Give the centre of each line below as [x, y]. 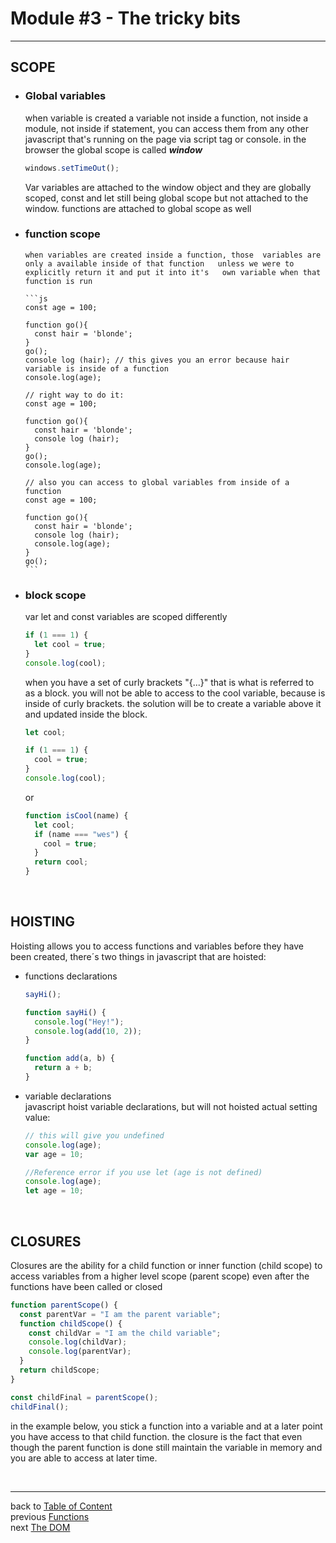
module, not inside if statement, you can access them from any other [166, 128]
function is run [58, 281]
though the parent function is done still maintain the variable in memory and [166, 1447]
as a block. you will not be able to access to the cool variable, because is [175, 693]
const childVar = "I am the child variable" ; [125, 1333]
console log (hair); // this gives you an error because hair [157, 360]
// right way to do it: [74, 395]
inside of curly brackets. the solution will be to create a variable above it [173, 703]
